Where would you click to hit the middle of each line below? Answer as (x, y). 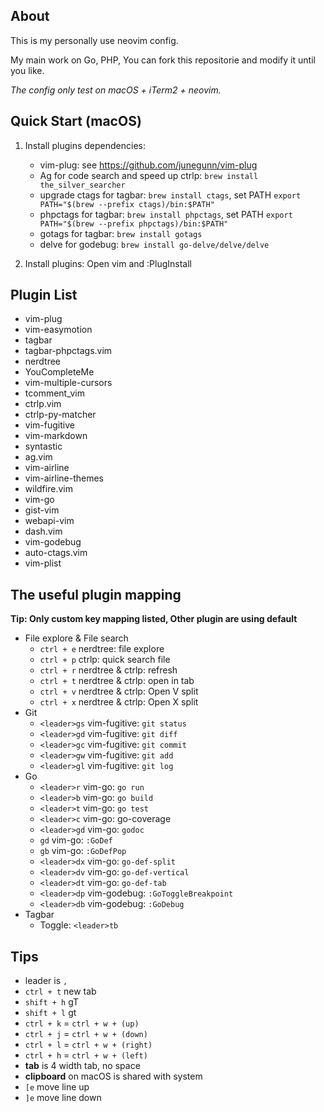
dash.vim (43, 531)
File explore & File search (76, 638)
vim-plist (43, 563)
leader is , (46, 981)
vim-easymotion (58, 330)
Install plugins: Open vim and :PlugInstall (108, 263)
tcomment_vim (54, 393)
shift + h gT (52, 1002)
